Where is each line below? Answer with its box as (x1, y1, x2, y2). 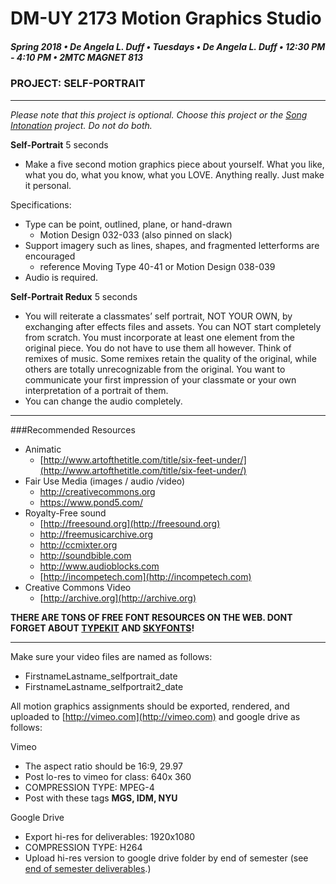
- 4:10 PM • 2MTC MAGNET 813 (10, 51, 144, 63)
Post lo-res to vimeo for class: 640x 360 (24, 770, 192, 782)
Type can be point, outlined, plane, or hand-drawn (24, 218, 233, 230)
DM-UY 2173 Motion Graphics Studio (10, 7, 322, 30)
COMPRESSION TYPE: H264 (24, 841, 143, 853)
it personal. (24, 179, 72, 191)
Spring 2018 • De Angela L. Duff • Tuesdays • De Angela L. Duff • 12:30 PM (10, 40, 326, 52)
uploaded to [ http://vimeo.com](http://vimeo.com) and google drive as (10, 710, 301, 722)
